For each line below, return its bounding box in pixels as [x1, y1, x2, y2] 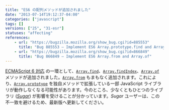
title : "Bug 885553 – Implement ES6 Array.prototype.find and [18, 44, 152, 49]
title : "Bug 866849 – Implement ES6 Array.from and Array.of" [18, 53, 152, 59]
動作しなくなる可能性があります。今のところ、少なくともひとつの [14, 87, 150, 93]
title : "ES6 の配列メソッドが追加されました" [5, 7, 91, 12]
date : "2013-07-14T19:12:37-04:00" [5, 12, 80, 17]
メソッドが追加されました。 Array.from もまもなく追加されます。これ [5, 74, 148, 80]
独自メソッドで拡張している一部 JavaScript [53, 80, 143, 86]
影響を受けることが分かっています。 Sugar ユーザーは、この [36, 93, 160, 99]
